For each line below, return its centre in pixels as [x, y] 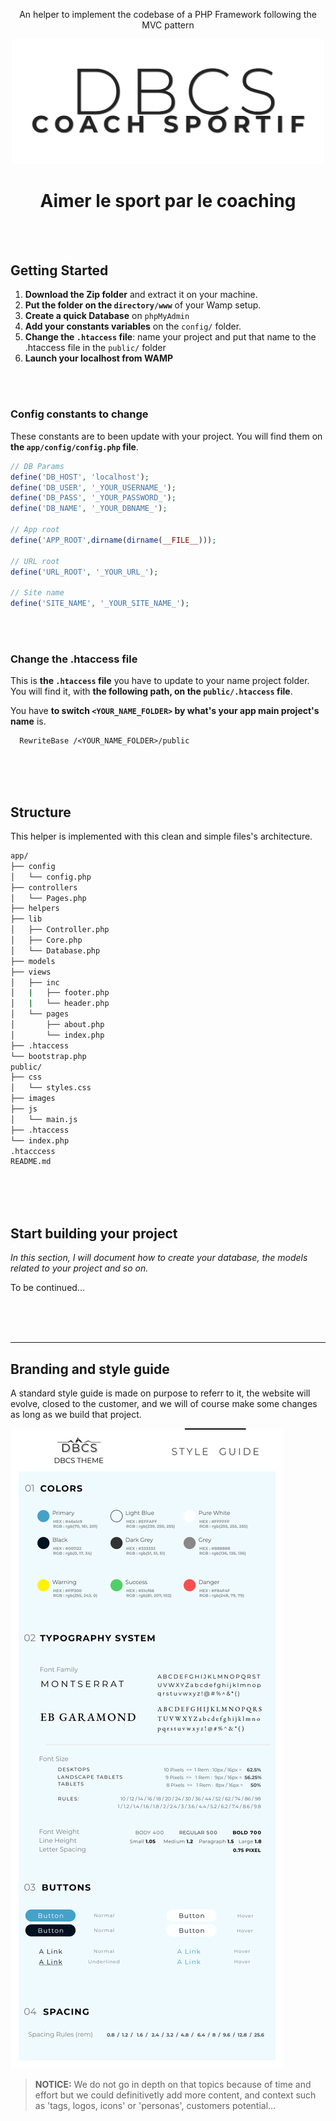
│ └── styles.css [51, 1088]
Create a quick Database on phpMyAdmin [107, 316]
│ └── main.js [44, 1119]
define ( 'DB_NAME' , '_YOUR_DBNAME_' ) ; [89, 509]
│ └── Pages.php [48, 898]
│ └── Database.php [55, 950]
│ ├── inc [35, 982]
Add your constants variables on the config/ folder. [133, 326]
